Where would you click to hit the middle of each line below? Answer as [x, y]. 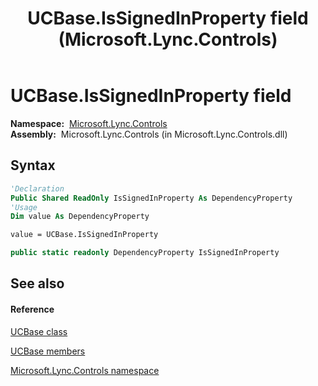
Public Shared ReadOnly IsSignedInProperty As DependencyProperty [151, 198]
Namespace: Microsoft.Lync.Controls [89, 123]
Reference [32, 309]
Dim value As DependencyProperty [80, 217]
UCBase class [39, 331]
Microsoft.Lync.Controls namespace [85, 370]
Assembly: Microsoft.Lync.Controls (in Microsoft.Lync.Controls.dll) [149, 134]
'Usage [24, 207]
